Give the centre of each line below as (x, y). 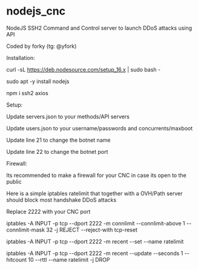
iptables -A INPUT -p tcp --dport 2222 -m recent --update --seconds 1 (95, 253)
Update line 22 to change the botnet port (57, 151)
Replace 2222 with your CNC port (48, 211)
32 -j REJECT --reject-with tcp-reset (92, 230)
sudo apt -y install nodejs (38, 81)
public (14, 181)
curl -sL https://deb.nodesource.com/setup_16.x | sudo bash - (84, 69)
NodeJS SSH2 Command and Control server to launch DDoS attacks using (99, 28)
